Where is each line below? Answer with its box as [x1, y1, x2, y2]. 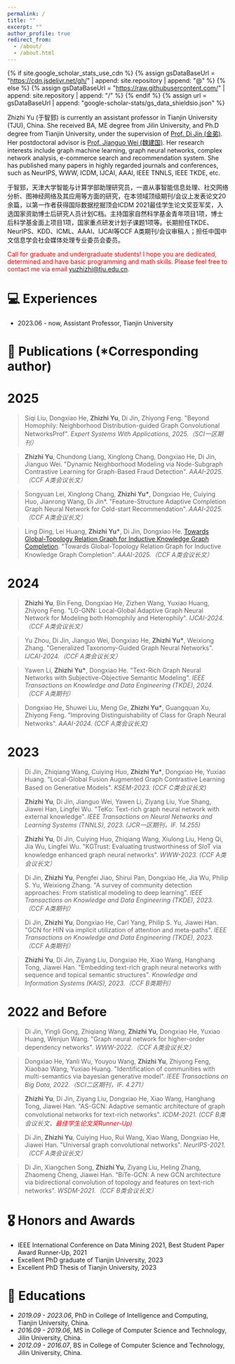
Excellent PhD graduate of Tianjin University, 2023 [17, 1256, 163, 1264]
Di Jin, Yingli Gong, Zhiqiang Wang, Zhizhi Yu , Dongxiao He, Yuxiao [24, 1027, 221, 1036]
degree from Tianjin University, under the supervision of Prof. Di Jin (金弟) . [7, 129, 223, 138]
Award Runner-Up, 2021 [17, 1248, 88, 1256]
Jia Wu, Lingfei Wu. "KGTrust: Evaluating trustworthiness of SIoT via [24, 842, 222, 851]
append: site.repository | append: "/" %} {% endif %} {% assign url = [7, 91, 207, 99]
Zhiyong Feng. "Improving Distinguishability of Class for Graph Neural [24, 711, 227, 719]
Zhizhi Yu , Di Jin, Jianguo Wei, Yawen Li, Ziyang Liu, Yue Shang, [24, 797, 212, 806]
